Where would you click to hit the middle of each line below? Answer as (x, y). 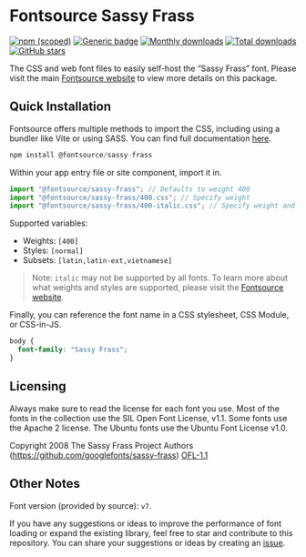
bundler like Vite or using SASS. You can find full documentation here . (140, 138)
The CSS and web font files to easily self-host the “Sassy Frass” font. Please (153, 68)
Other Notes (45, 484)
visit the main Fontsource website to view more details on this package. (143, 77)
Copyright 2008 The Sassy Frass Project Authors (102, 445)
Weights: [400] (51, 241)
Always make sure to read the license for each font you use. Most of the (145, 408)
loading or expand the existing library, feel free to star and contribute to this (151, 532)
